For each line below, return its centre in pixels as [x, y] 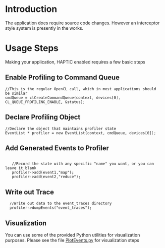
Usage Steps [32, 48]
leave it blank [21, 168]
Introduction [31, 9]
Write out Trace [30, 192]
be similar [16, 93]
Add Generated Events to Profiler [57, 148]
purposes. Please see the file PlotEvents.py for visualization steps [72, 240]
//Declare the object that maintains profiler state [61, 128]
